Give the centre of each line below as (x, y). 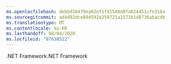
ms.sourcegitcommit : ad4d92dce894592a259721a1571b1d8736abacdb (86, 17)
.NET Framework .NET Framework (47, 56)
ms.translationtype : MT (36, 23)
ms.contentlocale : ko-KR (37, 28)
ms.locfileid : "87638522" (38, 39)
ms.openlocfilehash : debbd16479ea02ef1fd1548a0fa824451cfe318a (86, 12)
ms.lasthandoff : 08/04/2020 (41, 34)
